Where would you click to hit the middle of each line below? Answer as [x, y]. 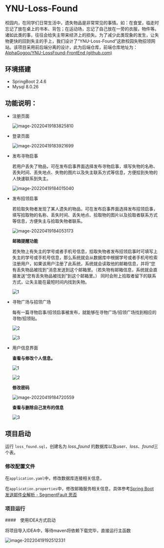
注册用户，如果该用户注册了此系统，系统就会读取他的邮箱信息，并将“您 [83, 263]
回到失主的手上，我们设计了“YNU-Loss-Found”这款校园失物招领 [86, 41]
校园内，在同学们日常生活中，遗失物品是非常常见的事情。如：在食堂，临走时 [82, 23]
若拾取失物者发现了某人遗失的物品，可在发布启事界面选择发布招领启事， [85, 209]
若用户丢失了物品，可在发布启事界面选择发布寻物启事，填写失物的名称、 [85, 166]
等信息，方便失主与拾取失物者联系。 [49, 221]
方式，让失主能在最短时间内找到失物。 [51, 282]
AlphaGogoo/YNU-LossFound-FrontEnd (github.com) [59, 52]
